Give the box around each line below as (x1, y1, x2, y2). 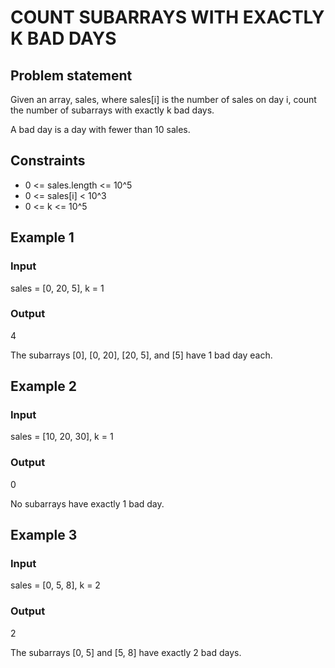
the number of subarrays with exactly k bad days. (10, 104, 215, 116)
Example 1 (10, 229, 75, 246)
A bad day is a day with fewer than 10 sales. (10, 124, 191, 135)
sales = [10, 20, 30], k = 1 (10, 431, 114, 443)
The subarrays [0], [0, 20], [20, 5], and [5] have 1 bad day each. (10, 349, 273, 361)
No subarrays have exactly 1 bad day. (10, 497, 165, 510)
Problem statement (10, 67, 133, 84)
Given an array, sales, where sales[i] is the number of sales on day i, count (10, 94, 317, 105)
